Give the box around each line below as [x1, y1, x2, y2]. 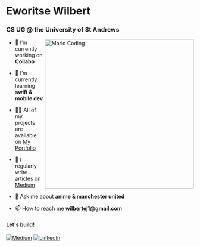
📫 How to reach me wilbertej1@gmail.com [14, 205, 122, 212]
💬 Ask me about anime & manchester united [14, 193, 125, 200]
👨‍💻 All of [14, 106, 37, 114]
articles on [14, 175, 41, 183]
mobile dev [14, 95, 43, 102]
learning [14, 82, 36, 89]
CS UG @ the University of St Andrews [6, 26, 120, 34]
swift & [14, 88, 33, 96]
